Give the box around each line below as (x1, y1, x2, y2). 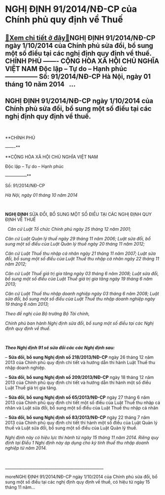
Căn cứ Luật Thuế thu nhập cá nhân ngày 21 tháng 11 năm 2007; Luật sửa (5, 250, 156, 256)
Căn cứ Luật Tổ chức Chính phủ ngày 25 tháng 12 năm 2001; (7, 226, 132, 232)
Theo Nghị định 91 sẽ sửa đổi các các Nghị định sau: (5, 345, 115, 351)
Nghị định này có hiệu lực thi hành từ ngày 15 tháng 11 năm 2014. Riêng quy (5, 435, 159, 441)
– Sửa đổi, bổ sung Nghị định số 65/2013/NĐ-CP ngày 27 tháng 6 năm (5, 394, 150, 401)
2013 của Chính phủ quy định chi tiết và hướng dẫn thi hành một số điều (5, 379, 151, 386)
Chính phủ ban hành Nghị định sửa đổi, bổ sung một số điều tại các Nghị (5, 320, 154, 327)
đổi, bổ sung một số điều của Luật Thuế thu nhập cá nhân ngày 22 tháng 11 (5, 256, 159, 262)
